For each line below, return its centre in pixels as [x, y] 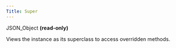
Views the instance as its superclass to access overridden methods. [88, 39]
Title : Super [22, 11]
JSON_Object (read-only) [37, 28]
